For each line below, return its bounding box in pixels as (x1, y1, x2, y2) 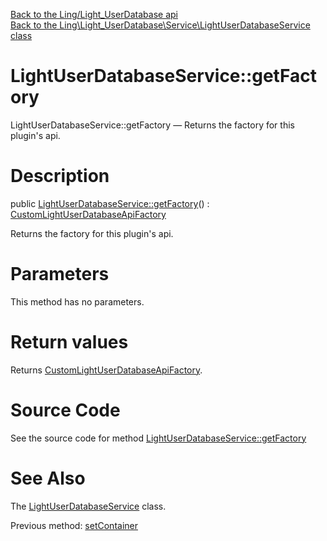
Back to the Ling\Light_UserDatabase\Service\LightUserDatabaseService (10, 19, 311, 31)
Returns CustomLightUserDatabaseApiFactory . (10, 364, 203, 376)
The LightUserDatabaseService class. (10, 500, 167, 512)
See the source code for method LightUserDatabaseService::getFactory (10, 432, 307, 444)
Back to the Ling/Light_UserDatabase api (10, 9, 178, 20)
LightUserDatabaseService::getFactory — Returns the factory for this (10, 119, 295, 131)
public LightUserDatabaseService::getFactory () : (10, 197, 210, 209)
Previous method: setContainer (10, 519, 138, 531)
